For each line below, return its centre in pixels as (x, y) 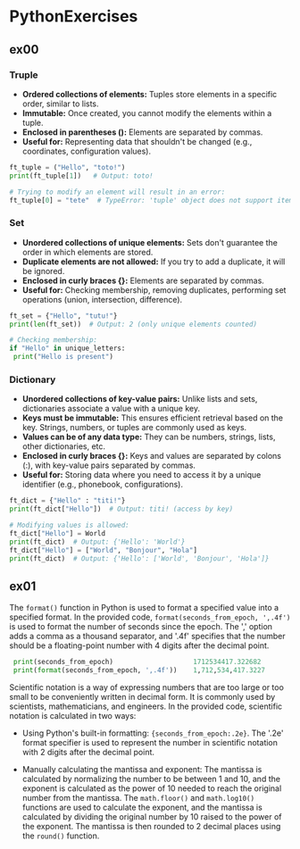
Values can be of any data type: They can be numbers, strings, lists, (149, 437)
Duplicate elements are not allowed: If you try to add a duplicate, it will (154, 262)
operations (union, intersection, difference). (102, 299)
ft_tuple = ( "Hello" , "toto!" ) (67, 167)
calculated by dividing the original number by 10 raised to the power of (152, 817)
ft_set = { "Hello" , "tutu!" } (63, 316)
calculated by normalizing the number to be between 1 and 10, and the (151, 779)
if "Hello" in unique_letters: (67, 349)
